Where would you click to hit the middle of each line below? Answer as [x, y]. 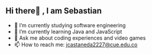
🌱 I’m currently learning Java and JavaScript [68, 31]
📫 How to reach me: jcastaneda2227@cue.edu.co [76, 45]
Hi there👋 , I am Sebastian [54, 11]
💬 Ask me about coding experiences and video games [80, 38]
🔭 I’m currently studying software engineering [70, 25]
